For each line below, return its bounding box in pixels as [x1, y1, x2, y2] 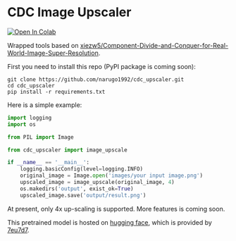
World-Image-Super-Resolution [7, 49, 99, 57]
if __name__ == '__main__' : [7, 159, 90, 166]
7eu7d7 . [7, 225, 30, 234]
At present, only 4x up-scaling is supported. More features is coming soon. [7, 204, 225, 213]
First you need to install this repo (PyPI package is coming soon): [7, 62, 196, 70]
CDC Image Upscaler [7, 4, 132, 20]
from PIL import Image [7, 133, 74, 141]
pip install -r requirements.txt [7, 88, 106, 95]
